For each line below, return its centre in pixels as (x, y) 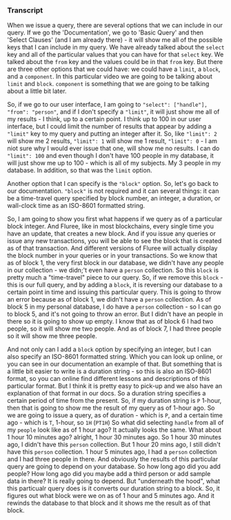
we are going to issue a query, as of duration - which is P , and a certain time (115, 415)
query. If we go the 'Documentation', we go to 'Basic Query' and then (106, 32)
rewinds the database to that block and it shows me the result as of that (109, 503)
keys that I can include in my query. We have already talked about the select (116, 48)
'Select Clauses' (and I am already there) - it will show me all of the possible (115, 40)
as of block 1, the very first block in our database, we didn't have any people (115, 263)
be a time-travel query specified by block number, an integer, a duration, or (114, 198)
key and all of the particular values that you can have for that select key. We (115, 54)
